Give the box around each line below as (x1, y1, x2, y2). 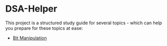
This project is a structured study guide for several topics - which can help (5, 20, 162, 26)
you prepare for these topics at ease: (5, 25, 83, 31)
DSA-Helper (5, 3, 58, 15)
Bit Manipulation (12, 35, 47, 41)
